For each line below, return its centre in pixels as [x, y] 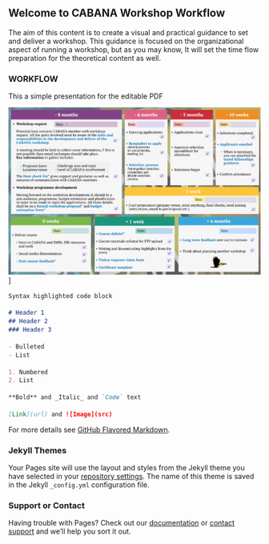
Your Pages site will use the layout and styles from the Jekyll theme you [127, 468]
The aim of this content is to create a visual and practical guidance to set [128, 32]
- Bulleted [26, 347]
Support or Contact [47, 506]
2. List [21, 381]
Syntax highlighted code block [60, 296]
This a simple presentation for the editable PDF [86, 96]
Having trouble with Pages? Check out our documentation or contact [121, 523]
